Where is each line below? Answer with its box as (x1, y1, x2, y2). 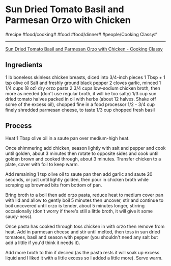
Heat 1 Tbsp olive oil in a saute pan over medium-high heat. (5, 135, 130, 141)
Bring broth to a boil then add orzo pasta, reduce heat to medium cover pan (5, 192, 164, 198)
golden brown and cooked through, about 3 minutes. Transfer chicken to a (5, 155, 161, 162)
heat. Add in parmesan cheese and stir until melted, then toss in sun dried (5, 228, 160, 235)
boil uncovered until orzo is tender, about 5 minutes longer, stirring (5, 202, 145, 208)
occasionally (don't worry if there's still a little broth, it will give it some (5, 208, 153, 214)
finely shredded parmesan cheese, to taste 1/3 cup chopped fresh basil (5, 107, 155, 113)
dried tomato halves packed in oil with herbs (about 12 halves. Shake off (5, 96, 156, 102)
